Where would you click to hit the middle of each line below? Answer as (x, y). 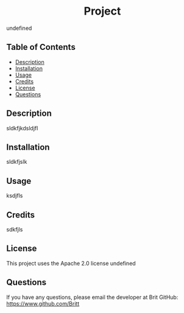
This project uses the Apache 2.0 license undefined (71, 263)
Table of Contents (41, 47)
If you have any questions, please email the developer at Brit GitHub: (92, 297)
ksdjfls (15, 195)
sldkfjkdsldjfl (22, 128)
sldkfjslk (17, 162)
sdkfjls (15, 229)
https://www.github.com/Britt (43, 303)
